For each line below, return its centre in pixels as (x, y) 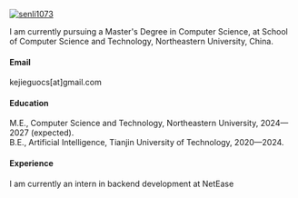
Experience (31, 163)
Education (29, 103)
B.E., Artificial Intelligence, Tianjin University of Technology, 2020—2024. (147, 143)
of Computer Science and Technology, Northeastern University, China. (142, 41)
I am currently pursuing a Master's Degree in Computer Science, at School (149, 31)
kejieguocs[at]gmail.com (55, 83)
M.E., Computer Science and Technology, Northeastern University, (134, 124)
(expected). (52, 133)
